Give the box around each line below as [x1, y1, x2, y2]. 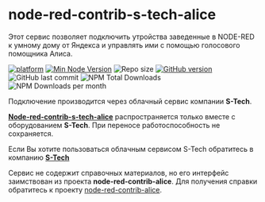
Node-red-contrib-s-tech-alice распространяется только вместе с [8, 111, 236, 121]
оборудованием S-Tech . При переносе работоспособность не [8, 120, 221, 130]
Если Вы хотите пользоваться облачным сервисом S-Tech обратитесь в [8, 144, 254, 153]
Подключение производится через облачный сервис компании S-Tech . [8, 96, 252, 106]
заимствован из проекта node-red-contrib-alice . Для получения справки [8, 177, 258, 186]
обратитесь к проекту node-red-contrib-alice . [8, 185, 163, 194]
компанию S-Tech [8, 153, 70, 162]
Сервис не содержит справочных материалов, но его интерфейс [8, 168, 229, 177]
